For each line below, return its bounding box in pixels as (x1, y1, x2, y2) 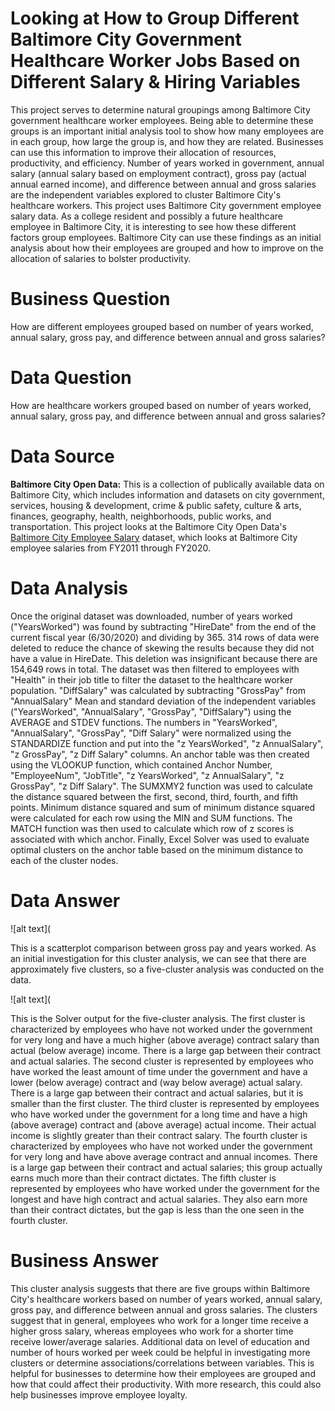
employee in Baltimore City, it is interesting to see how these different (10, 220, 297, 232)
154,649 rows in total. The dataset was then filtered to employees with (10, 663, 300, 675)
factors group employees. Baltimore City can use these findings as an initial (10, 231, 322, 243)
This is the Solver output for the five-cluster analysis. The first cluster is (10, 1012, 306, 1024)
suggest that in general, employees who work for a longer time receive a (10, 1314, 309, 1326)
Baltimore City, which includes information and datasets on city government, (10, 488, 325, 501)
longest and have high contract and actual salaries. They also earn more (10, 1193, 308, 1205)
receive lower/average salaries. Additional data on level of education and (10, 1335, 310, 1347)
